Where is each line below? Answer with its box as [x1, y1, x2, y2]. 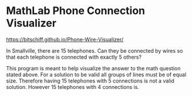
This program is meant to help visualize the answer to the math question [6, 64, 181, 71]
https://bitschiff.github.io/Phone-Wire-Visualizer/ [6, 36, 124, 43]
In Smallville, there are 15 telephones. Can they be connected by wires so [6, 47, 183, 54]
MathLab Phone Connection [6, 4, 146, 18]
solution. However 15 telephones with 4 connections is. [6, 83, 140, 90]
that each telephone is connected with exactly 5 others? [6, 53, 142, 60]
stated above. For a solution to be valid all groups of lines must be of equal [6, 71, 187, 78]
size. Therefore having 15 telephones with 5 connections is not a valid [6, 77, 175, 84]
